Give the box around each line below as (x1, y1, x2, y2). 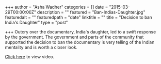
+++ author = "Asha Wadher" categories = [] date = (5, 4, 108, 10)
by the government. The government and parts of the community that (5, 34, 144, 40)
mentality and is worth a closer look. (5, 45, 78, 50)
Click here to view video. (5, 54, 54, 60)
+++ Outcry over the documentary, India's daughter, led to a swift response (5, 29, 156, 34)
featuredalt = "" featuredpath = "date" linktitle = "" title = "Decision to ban (5, 15, 152, 20)
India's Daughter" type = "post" (5, 19, 68, 25)
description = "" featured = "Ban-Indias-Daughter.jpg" (37, 9, 145, 15)
